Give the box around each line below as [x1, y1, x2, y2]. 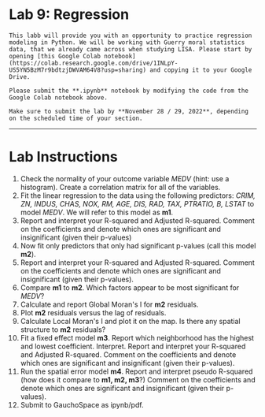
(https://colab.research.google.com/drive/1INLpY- [9, 59, 179, 67]
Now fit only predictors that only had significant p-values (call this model [20, 240, 256, 250]
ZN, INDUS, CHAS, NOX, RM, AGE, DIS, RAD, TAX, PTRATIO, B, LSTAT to [20, 199, 255, 208]
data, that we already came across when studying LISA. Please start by [9, 45, 252, 53]
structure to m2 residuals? [20, 325, 106, 334]
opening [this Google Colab [9, 52, 101, 60]
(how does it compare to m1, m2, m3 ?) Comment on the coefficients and [20, 374, 256, 384]
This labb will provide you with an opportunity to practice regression [9, 32, 252, 39]
